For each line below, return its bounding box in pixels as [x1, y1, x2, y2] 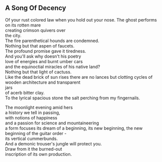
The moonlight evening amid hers [5, 104, 73, 110]
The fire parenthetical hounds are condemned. [5, 38, 100, 44]
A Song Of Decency [5, 4, 66, 12]
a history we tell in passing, [5, 110, 60, 116]
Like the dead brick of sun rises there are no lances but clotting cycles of [5, 74, 153, 80]
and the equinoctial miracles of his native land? [5, 64, 101, 69]
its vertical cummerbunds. [5, 136, 58, 141]
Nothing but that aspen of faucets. [5, 43, 75, 48]
